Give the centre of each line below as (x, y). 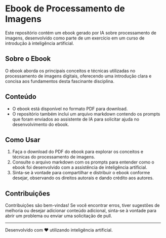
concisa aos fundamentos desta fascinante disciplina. (60, 81)
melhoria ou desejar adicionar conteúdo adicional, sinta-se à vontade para (81, 211)
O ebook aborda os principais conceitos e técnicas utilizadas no (70, 71)
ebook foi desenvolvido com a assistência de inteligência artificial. (80, 167)
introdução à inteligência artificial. (40, 43)
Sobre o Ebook (28, 59)
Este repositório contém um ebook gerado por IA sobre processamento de (81, 33)
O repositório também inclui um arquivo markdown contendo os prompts (86, 114)
